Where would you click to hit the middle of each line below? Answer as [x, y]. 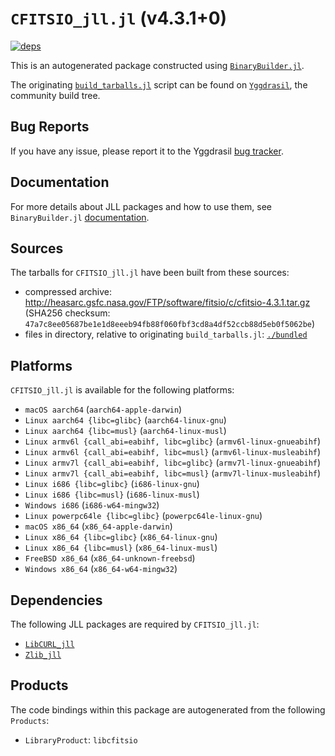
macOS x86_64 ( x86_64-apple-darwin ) [98, 526]
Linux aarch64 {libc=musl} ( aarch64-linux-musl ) [125, 431]
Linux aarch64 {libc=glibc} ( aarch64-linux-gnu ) [125, 420]
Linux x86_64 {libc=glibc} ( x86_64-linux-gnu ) [121, 537]
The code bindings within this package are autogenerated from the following [168, 709]
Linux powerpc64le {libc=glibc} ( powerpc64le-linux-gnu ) [143, 516]
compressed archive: [68, 292]
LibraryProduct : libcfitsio [81, 739]
